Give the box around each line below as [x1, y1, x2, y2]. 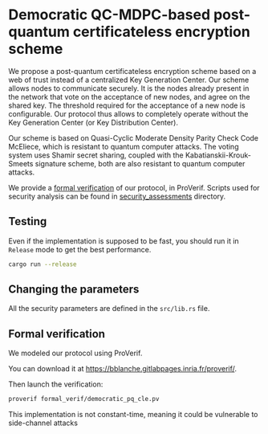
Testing [8, 215, 47, 228]
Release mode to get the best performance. [8, 244, 152, 254]
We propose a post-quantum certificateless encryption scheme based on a [8, 66, 257, 76]
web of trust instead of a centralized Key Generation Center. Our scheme [8, 75, 250, 84]
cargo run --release [8, 260, 78, 268]
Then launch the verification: [8, 379, 104, 389]
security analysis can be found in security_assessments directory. [8, 191, 226, 201]
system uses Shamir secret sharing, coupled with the [8, 150, 184, 160]
